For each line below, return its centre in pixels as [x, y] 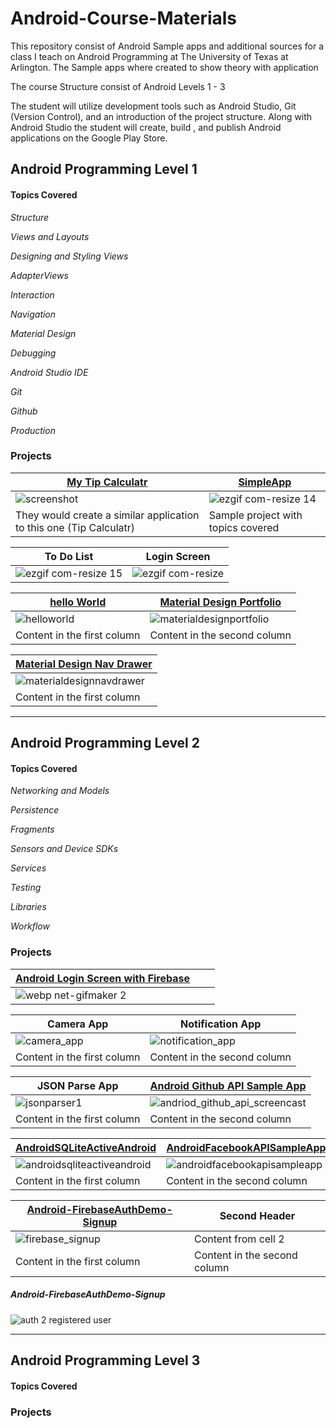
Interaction [32, 294]
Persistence [35, 810]
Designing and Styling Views [69, 256]
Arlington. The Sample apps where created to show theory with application [164, 67]
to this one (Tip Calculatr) [75, 527]
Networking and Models [60, 791]
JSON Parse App [77, 1085]
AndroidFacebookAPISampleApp [246, 1147]
